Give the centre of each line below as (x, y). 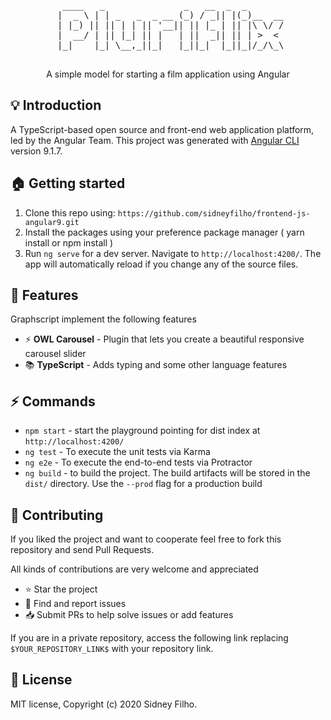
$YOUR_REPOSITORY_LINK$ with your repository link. (112, 649)
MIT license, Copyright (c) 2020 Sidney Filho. (104, 704)
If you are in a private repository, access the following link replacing (149, 638)
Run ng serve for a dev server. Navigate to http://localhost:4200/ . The (173, 253)
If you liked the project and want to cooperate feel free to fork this (146, 539)
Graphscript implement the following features (103, 319)
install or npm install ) (69, 242)
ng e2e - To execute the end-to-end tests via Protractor (138, 462)
